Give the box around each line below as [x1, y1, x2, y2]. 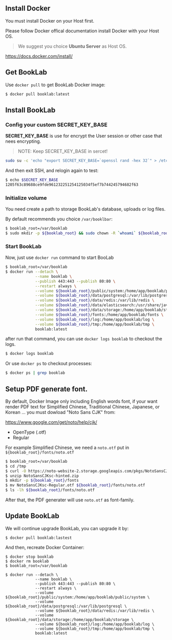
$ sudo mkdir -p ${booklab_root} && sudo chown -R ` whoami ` [5, 231, 137, 236]
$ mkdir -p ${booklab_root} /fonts [5, 478, 79, 483]
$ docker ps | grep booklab [5, 370, 66, 375]
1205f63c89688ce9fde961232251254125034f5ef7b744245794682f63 [5, 182, 139, 187]
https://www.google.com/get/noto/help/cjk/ [5, 419, 97, 425]
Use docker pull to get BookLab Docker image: [5, 82, 106, 88]
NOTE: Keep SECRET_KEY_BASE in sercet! [17, 148, 108, 155]
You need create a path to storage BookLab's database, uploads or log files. [5, 206, 166, 212]
